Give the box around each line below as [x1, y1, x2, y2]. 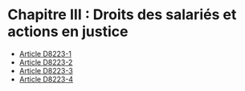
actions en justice [7, 22, 129, 41]
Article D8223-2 [18, 57, 73, 67]
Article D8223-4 [18, 74, 74, 84]
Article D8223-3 [18, 65, 73, 75]
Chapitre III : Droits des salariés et [7, 6, 237, 24]
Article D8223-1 [18, 49, 72, 58]
